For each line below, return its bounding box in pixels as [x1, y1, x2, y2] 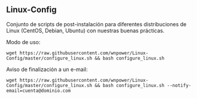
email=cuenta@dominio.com [6, 88, 71, 94]
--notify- [166, 82, 192, 88]
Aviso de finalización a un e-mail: [6, 66, 88, 73]
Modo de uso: [6, 38, 41, 45]
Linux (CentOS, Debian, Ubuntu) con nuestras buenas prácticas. [6, 27, 165, 34]
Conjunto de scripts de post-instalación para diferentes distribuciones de [6, 20, 187, 27]
